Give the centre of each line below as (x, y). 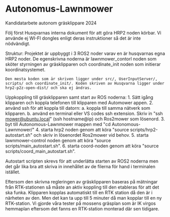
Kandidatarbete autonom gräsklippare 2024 (51, 23)
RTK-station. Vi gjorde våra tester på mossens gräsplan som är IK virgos (81, 203)
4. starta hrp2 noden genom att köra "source (82, 130)
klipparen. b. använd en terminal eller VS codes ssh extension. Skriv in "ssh (84, 113)
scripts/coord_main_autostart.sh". (41, 151)
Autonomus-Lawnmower (59, 9)
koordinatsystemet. (25, 70)
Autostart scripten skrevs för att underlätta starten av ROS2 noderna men (82, 161)
